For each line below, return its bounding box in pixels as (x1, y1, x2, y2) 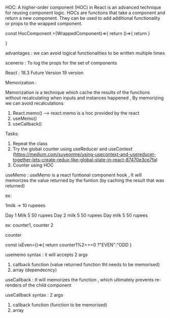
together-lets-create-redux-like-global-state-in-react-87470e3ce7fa (12, 157, 156, 163)
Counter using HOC (12, 162, 54, 168)
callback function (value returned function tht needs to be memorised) (12, 262, 160, 267)
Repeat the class (12, 141, 48, 146)
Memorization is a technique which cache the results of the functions (5, 89, 150, 96)
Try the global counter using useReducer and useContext (12, 146, 133, 152)
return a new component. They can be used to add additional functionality (5, 15, 160, 21)
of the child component (22, 282, 72, 288)
